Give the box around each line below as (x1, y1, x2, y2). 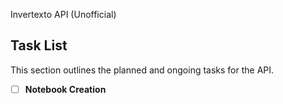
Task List (10, 37, 68, 54)
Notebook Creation (24, 83, 107, 95)
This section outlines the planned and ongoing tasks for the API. (10, 64, 275, 76)
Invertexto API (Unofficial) (10, 9, 117, 20)
